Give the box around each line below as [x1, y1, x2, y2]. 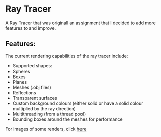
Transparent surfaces [12, 95, 57, 101]
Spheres [12, 68, 30, 74]
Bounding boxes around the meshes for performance [12, 116, 123, 122]
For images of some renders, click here [5, 126, 87, 132]
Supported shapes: [12, 62, 52, 68]
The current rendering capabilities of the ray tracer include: [5, 53, 128, 59]
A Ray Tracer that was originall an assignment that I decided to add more [5, 20, 156, 26]
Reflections [12, 89, 36, 96]
